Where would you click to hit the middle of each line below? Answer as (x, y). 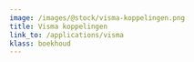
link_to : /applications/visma (67, 35)
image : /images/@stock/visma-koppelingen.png (97, 18)
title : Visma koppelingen (58, 26)
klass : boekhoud (40, 43)
